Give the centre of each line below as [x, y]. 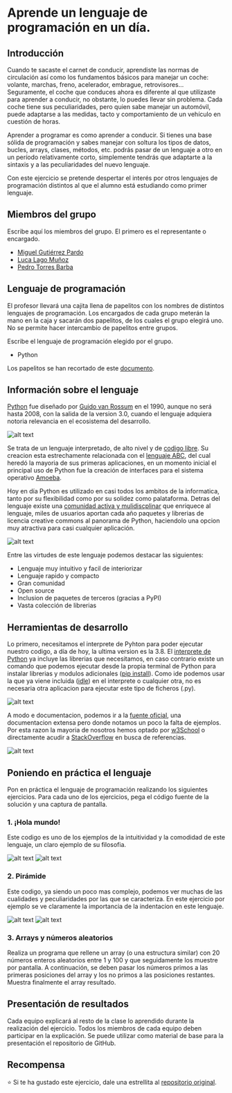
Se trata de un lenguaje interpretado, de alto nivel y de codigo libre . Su [108, 448]
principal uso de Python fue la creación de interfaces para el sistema [105, 470]
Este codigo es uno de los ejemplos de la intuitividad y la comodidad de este [116, 837]
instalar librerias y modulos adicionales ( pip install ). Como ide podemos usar [116, 674]
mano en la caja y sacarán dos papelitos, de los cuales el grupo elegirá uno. [115, 320]
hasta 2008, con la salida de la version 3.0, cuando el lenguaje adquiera [110, 414]
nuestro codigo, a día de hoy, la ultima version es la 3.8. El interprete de [109, 652]
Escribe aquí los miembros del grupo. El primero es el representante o [107, 231]
